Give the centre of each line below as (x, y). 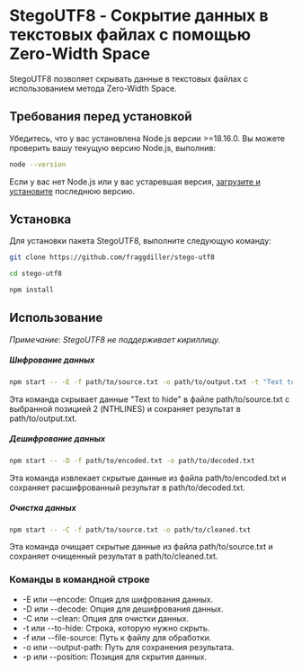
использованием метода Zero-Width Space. (93, 88)
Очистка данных (43, 508)
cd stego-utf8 (36, 274)
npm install (31, 290)
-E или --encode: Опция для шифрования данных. (118, 599)
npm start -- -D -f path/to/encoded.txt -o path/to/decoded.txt (132, 461)
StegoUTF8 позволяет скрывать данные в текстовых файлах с (129, 78)
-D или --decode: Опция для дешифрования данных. (123, 609)
